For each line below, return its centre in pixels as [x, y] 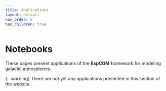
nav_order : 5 [19, 19]
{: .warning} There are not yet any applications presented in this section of [83, 79]
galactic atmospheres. [28, 69]
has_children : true [26, 24]
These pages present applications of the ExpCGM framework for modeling [83, 64]
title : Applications [27, 10]
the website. [18, 84]
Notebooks [29, 49]
